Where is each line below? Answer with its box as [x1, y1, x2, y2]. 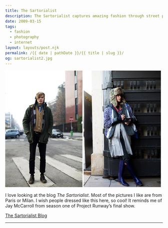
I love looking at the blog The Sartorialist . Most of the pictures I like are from [5, 192, 162, 198]
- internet [9, 40, 32, 45]
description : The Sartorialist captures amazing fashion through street [5, 13, 160, 19]
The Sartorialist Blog [5, 212, 47, 218]
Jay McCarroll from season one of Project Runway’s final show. [5, 202, 135, 208]
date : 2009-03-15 [5, 19, 41, 24]
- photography [9, 35, 39, 40]
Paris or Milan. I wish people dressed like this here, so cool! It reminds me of [5, 197, 162, 203]
